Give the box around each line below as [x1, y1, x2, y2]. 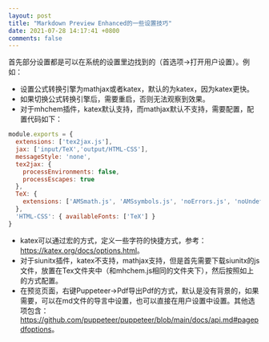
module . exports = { [8, 130, 74, 139]
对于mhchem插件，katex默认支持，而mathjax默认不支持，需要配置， [19, 104, 247, 114]
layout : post [8, 11, 52, 20]
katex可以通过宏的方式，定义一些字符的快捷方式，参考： [19, 235, 207, 245]
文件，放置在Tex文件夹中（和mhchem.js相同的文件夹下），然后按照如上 [19, 266, 255, 275]
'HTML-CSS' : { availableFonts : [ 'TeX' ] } [15, 212, 156, 221]
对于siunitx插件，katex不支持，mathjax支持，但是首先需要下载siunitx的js [19, 255, 260, 265]
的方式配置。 [19, 275, 62, 285]
